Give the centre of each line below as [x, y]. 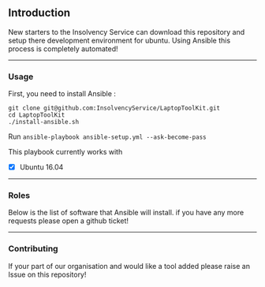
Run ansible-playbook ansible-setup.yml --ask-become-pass [107, 136]
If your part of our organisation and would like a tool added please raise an [129, 266]
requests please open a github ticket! [68, 221]
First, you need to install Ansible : [62, 94]
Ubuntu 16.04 [41, 167]
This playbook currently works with [65, 152]
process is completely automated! [63, 48]
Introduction [39, 13]
